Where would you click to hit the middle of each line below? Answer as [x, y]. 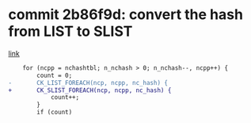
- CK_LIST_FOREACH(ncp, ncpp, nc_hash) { [88, 83]
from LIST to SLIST [70, 31]
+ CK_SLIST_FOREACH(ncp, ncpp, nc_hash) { [90, 90]
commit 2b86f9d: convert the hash [126, 15]
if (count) [55, 113]
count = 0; [55, 75]
